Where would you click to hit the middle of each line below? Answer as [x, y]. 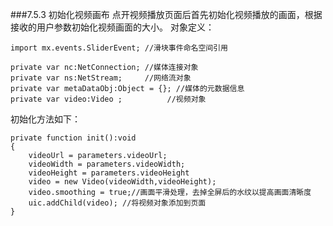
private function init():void [73, 138]
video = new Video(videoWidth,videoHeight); [122, 182]
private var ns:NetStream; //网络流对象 [101, 78]
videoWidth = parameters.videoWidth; [107, 164]
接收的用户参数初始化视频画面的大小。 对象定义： [112, 27]
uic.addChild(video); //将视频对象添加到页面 [117, 203]
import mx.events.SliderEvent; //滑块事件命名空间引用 [119, 48]
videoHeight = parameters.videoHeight [109, 173]
